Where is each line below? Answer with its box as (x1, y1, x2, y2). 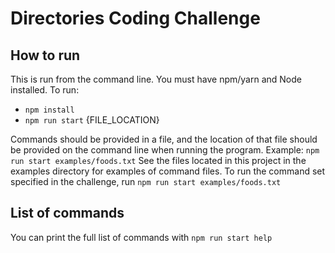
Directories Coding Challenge (10, 7, 261, 30)
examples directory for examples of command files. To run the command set (10, 165, 326, 177)
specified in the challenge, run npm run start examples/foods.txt (10, 176, 282, 187)
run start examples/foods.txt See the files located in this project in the (10, 155, 307, 166)
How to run (10, 47, 81, 64)
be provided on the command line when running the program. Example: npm (10, 144, 320, 156)
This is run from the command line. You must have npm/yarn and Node (10, 73, 302, 85)
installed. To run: (10, 84, 80, 96)
